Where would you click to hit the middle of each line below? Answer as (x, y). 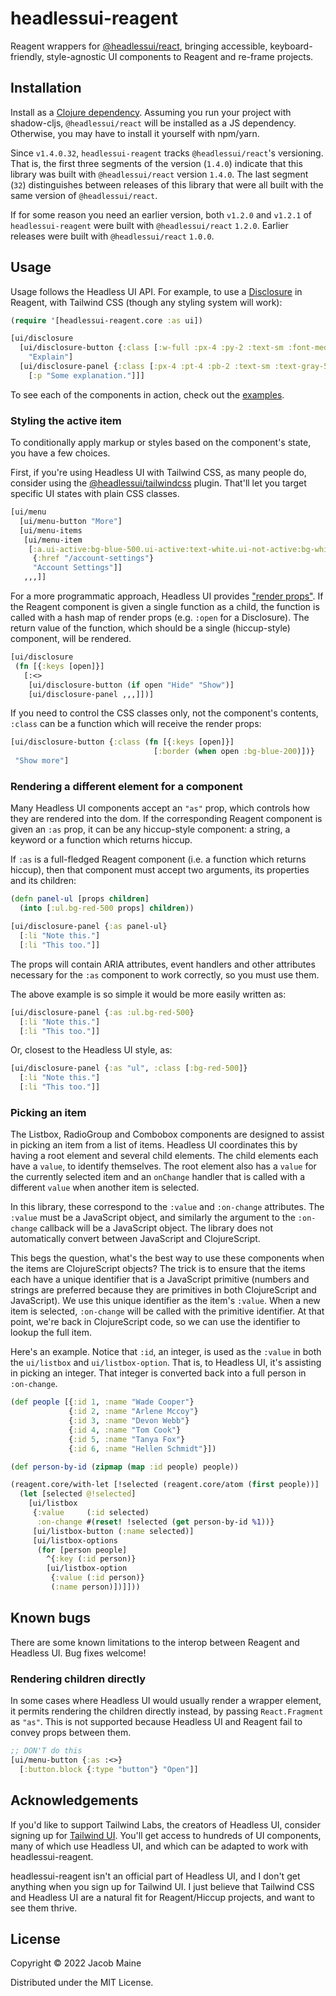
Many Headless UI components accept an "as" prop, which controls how (160, 808)
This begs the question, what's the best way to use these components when (167, 1258)
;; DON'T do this (46, 1751)
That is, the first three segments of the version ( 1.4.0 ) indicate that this (156, 163)
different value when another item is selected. (105, 1188)
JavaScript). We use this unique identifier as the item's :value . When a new (165, 1301)
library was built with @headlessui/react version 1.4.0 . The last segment (159, 174)
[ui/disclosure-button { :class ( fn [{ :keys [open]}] (122, 742)
